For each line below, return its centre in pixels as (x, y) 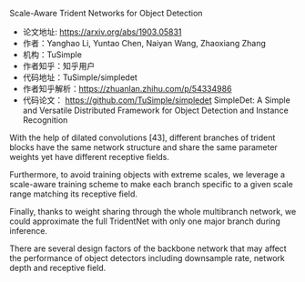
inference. (29, 231)
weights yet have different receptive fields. (90, 157)
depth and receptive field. (58, 268)
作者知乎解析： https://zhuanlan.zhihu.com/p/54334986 (127, 89)
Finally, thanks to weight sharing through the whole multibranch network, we (153, 211)
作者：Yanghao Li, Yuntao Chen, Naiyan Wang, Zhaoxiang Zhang (144, 43)
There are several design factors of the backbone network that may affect (148, 248)
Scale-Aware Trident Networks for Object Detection (106, 13)
